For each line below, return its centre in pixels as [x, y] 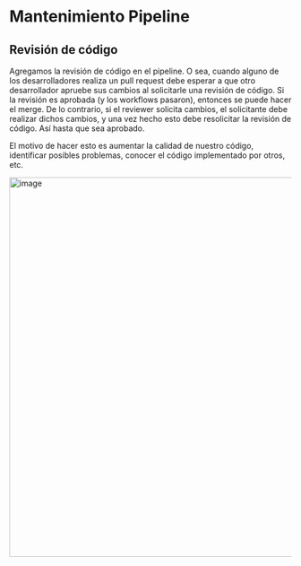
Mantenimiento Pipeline [99, 17]
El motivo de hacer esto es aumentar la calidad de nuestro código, [131, 146]
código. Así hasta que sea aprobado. [77, 128]
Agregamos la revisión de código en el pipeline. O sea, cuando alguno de [144, 71]
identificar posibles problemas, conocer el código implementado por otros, [147, 155]
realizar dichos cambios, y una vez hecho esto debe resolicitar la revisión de [150, 119]
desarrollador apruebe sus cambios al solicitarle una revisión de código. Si [147, 90]
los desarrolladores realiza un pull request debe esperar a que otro [133, 81]
